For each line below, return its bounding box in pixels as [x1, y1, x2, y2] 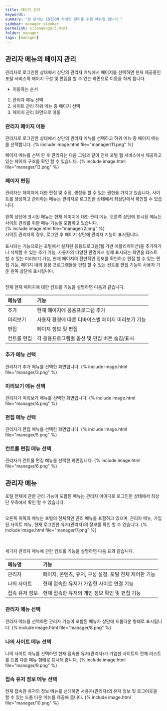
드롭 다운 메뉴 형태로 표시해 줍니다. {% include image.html [10, 656, 126, 662]
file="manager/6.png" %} [5, 463, 57, 469]
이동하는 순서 [12, 86, 38, 92]
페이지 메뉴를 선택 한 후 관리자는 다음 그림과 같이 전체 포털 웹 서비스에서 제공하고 [5, 152, 162, 158]
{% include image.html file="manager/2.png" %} [5, 225, 105, 231]
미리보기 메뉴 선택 [5, 382, 46, 389]
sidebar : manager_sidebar [5, 21, 59, 26]
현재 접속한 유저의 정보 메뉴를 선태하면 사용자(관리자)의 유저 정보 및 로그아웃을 [5, 688, 158, 694]
